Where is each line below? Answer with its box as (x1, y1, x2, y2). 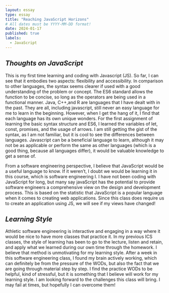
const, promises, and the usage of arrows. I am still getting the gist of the (5, 126, 157, 132)
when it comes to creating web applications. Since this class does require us (5, 195, 164, 201)
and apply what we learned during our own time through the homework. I (5, 245, 157, 251)
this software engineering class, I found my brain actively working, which (5, 255, 157, 261)
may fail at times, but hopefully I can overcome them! (5, 282, 116, 288)
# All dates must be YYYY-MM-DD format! (5, 21, 92, 27)
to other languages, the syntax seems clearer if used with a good (5, 83, 140, 89)
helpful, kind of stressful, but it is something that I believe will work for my (5, 271, 159, 277)
